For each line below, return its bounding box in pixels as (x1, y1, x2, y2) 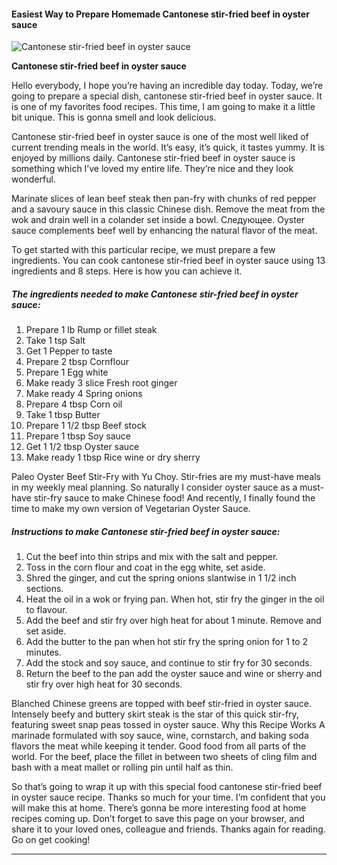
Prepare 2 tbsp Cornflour (25, 356, 130, 368)
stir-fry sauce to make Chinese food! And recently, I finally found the (33, 492, 316, 504)
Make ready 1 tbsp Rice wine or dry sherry (25, 451, 201, 464)
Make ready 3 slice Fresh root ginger (25, 377, 178, 389)
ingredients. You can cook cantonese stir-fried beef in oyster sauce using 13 (11, 255, 326, 267)
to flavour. (25, 604, 68, 616)
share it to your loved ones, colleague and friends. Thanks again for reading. (11, 823, 326, 835)
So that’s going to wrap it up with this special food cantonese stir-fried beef (11, 781, 323, 793)
